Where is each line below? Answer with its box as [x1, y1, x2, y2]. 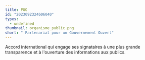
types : [5, 16, 19, 21]
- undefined [9, 21, 35, 26]
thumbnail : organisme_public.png [5, 26, 74, 31]
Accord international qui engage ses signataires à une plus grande [5, 44, 141, 50]
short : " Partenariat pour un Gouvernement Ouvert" [5, 30, 114, 35]
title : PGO [5, 7, 28, 12]
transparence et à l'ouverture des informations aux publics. [5, 49, 126, 55]
